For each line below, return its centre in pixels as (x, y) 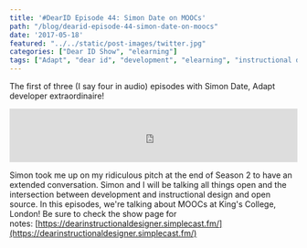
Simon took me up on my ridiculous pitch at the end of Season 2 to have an (151, 175)
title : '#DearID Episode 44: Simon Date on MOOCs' (108, 18)
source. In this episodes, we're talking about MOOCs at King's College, (143, 204)
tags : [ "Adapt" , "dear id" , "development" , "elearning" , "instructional (151, 60)
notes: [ (24, 223)
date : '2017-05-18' (47, 35)
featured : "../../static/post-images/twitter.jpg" (108, 43)
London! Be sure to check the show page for (93, 214)
